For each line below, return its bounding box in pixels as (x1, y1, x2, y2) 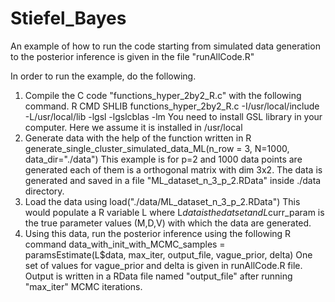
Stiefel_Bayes (10, 7, 127, 30)
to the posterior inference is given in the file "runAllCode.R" (10, 50, 255, 62)
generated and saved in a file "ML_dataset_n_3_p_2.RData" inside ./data (24, 174, 322, 186)
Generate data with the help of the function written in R (24, 132, 252, 144)
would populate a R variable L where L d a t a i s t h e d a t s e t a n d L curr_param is (24, 206, 325, 218)
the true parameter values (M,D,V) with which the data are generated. (24, 217, 312, 229)
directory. (24, 185, 65, 197)
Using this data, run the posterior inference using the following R (24, 227, 292, 239)
